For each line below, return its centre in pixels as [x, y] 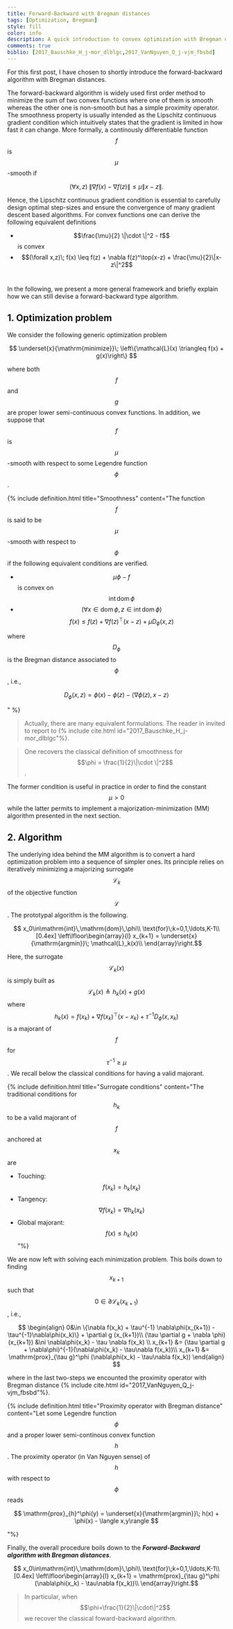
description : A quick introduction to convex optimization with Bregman [114, 40]
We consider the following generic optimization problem [87, 334]
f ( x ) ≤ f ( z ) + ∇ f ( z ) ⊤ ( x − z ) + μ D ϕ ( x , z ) [122, 621]
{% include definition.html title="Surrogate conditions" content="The [106, 1087]
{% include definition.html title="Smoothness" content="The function [106, 498]
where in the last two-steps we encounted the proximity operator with [107, 1377]
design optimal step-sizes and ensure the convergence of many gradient [111, 207]
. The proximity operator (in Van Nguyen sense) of [79, 1456]
